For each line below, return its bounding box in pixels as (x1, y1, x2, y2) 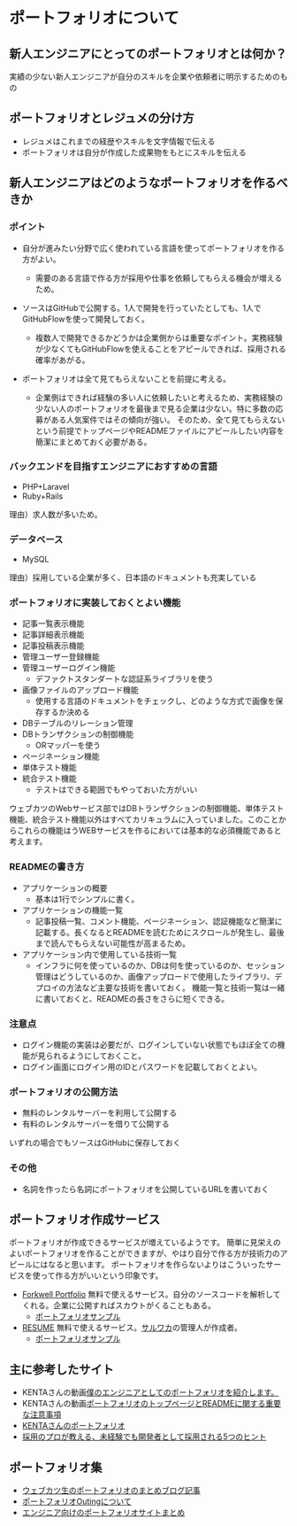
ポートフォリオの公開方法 (9, 1086, 118, 1098)
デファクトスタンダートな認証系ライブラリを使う (34, 674, 214, 685)
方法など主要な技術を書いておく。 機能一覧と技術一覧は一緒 (65, 982, 286, 993)
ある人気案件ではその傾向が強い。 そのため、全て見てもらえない (50, 414, 286, 425)
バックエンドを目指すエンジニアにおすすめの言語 (9, 461, 218, 473)
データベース (9, 533, 64, 546)
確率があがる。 (34, 354, 90, 365)
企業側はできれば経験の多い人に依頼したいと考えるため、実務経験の (34, 391, 284, 403)
